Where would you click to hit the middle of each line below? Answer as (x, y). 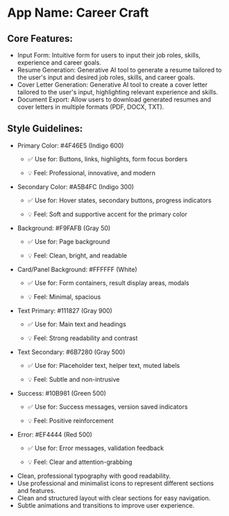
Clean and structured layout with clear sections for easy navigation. (114, 498)
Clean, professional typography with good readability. (94, 476)
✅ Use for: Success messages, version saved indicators (108, 406)
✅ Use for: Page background (69, 241)
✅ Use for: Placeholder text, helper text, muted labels (104, 365)
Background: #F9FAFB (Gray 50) (64, 228)
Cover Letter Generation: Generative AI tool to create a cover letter (112, 84)
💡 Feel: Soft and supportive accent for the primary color (107, 214)
